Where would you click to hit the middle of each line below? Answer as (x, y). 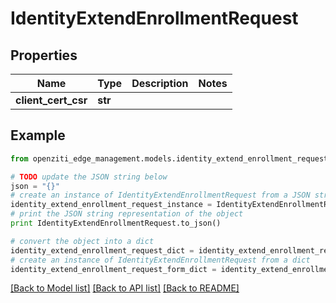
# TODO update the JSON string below (89, 177)
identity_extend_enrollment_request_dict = (102, 250)
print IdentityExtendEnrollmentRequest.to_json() (116, 223)
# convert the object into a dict (82, 241)
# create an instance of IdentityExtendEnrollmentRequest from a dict (160, 260)
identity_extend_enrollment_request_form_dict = (113, 269)
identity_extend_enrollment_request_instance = (111, 205)
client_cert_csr (51, 100)
